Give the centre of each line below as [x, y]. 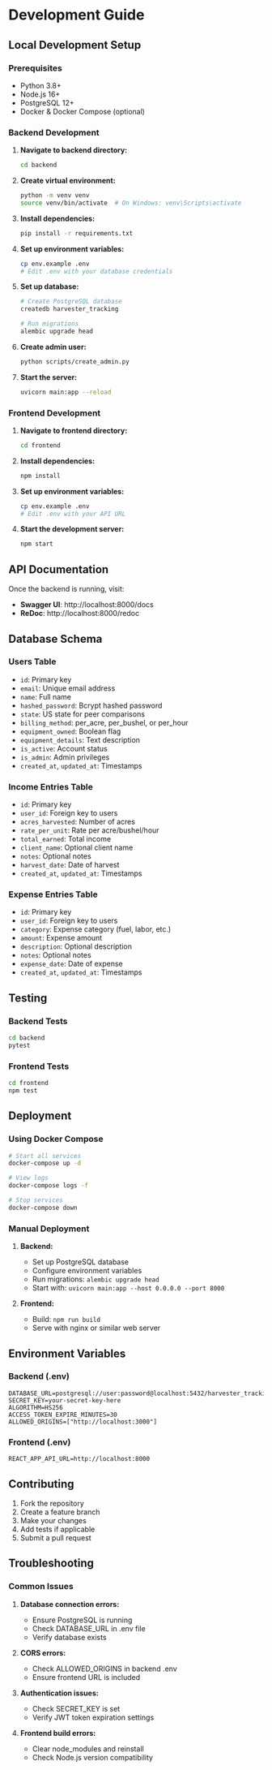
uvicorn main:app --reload [66, 392]
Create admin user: [53, 347]
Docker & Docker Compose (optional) [83, 111]
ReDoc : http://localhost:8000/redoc [80, 614]
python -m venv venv [55, 196]
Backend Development [54, 132]
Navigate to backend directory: [74, 150]
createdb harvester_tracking [69, 309]
